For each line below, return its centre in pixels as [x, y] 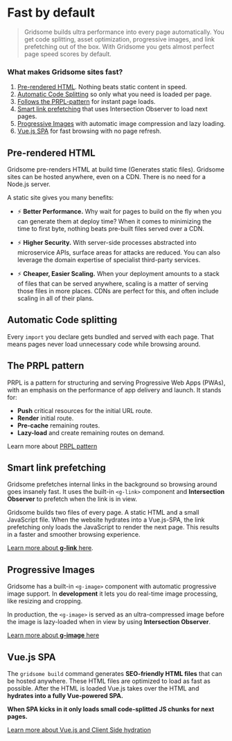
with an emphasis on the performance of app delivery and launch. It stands [114, 390]
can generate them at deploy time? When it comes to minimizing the [114, 221]
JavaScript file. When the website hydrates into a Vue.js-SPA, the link [106, 520]
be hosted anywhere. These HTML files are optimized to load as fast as [109, 681]
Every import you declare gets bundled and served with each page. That [110, 336]
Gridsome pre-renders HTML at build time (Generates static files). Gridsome [116, 170]
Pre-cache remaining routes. [59, 425]
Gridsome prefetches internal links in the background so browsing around [112, 484]
